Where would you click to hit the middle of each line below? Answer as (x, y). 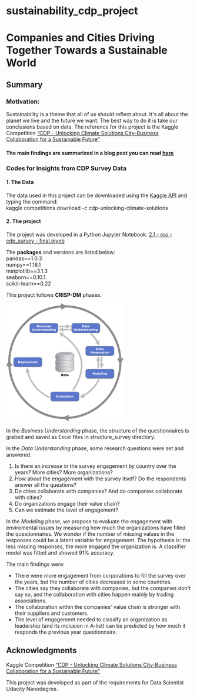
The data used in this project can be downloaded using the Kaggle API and (96, 195)
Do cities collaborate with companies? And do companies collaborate (98, 491)
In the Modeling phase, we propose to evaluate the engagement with (89, 521)
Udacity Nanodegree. (32, 689)
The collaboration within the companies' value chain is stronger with (97, 607)
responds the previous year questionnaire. (66, 632)
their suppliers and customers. (52, 613)
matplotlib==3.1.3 (27, 271)
